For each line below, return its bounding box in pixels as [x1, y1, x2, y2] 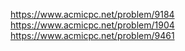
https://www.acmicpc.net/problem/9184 [10, 9, 175, 20]
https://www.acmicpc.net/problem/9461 [10, 30, 175, 41]
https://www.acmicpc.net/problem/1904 [10, 19, 175, 31]
